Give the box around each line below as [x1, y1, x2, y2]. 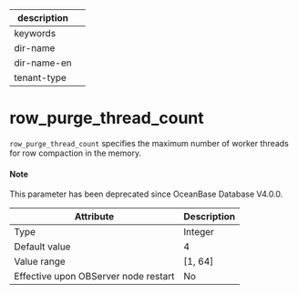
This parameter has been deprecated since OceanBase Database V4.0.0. [9, 188, 283, 199]
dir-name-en [14, 56, 73, 69]
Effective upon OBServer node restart [14, 270, 175, 283]
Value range [14, 255, 66, 268]
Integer [183, 226, 214, 238]
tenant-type [14, 72, 67, 84]
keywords [14, 27, 57, 39]
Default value [14, 240, 71, 253]
